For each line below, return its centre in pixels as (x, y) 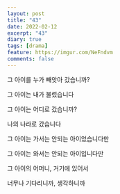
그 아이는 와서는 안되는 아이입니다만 (55, 153)
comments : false (31, 59)
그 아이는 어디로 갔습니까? (42, 109)
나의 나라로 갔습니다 (34, 124)
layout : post (26, 14)
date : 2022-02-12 (32, 26)
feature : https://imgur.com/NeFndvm (60, 53)
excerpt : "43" (28, 33)
